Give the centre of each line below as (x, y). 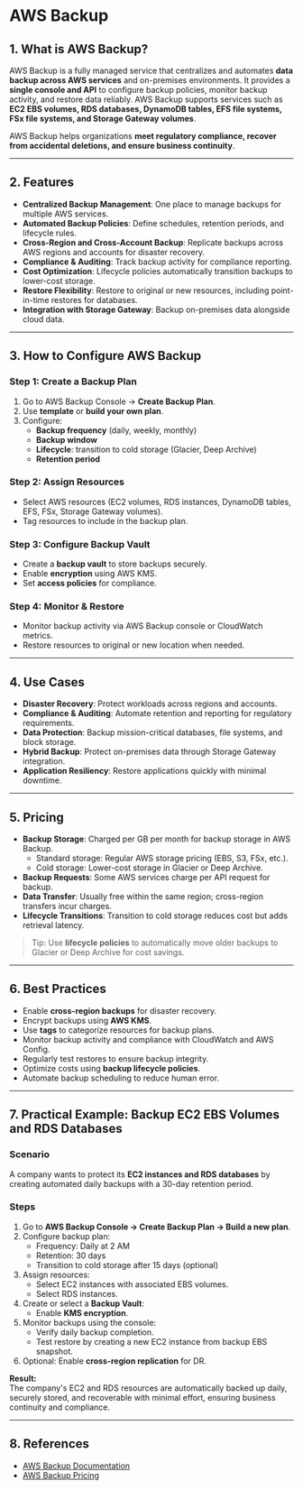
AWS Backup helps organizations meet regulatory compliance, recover (143, 136)
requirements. (48, 723)
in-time (36, 299)
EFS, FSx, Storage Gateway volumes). (93, 511)
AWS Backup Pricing (60, 1475)
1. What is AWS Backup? (79, 49)
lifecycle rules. (49, 233)
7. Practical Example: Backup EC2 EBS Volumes (145, 1115)
